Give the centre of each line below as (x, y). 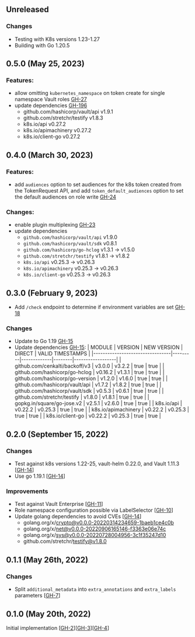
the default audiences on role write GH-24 (65, 197)
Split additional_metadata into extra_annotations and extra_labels (95, 589)
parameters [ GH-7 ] (37, 595)
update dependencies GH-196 (51, 105)
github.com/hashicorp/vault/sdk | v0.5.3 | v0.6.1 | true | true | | (89, 391)
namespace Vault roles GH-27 (51, 100)
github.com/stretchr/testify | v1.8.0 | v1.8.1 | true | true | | (82, 397)
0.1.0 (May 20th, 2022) (48, 614)
